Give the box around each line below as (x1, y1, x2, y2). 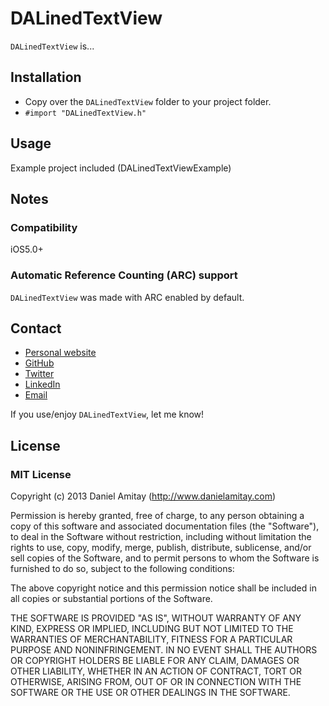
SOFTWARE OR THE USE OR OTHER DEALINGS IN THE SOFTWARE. (10, 687, 291, 699)
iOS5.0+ (10, 243, 44, 256)
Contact (10, 320, 62, 337)
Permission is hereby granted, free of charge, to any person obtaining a (10, 510, 305, 522)
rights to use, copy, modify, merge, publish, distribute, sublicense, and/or (10, 542, 312, 554)
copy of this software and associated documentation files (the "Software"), (10, 520, 320, 532)
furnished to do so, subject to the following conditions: (10, 563, 235, 575)
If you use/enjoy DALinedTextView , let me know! (10, 408, 205, 421)
